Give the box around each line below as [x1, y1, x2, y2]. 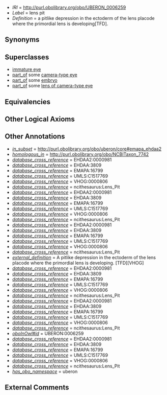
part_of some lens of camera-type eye [12, 83, 93, 89]
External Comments [5, 383, 69, 392]
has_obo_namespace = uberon [12, 368, 78, 375]
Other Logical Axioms [5, 114, 75, 123]
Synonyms [5, 35, 40, 44]
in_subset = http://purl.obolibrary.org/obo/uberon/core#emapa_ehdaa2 [12, 146, 162, 152]
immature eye [12, 66, 41, 73]
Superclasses [5, 53, 49, 61]
